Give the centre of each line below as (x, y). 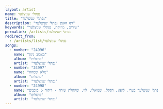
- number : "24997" (28, 68)
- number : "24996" (28, 50)
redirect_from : (20, 37)
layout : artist (20, 9)
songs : (12, 45)
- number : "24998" (28, 86)
